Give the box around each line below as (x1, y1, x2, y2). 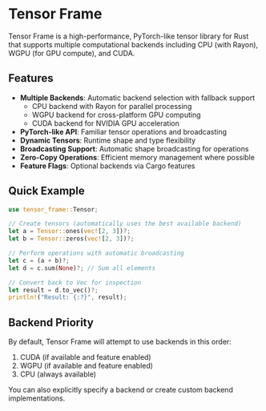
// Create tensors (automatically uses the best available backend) (8, 220, 242, 228)
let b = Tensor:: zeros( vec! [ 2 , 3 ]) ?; (8, 235, 135, 243)
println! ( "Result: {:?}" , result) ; (8, 293, 127, 301)
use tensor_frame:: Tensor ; (8, 205, 99, 213)
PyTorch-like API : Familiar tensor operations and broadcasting (19, 127, 227, 136)
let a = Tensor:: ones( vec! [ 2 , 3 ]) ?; (8, 228, 131, 236)
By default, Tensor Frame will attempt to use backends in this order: (8, 337, 232, 347)
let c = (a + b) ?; (8, 256, 70, 264)
